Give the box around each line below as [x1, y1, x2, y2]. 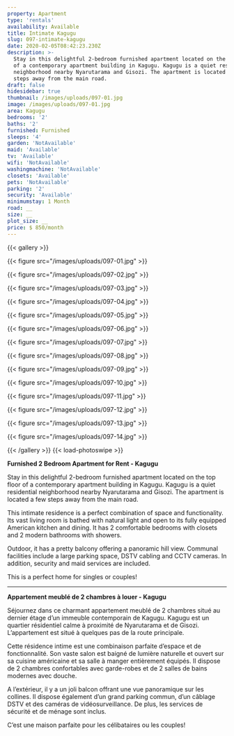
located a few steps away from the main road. [7, 495, 139, 503]
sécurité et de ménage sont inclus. [7, 707, 107, 715]
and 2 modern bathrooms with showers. [7, 530, 122, 539]
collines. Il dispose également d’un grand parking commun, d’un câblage [7, 692, 216, 700]
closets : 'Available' [7, 172, 70, 179]
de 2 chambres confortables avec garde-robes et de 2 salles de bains [7, 664, 208, 673]
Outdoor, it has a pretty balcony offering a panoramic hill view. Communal [7, 544, 218, 553]
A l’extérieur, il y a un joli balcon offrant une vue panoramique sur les [7, 684, 204, 693]
